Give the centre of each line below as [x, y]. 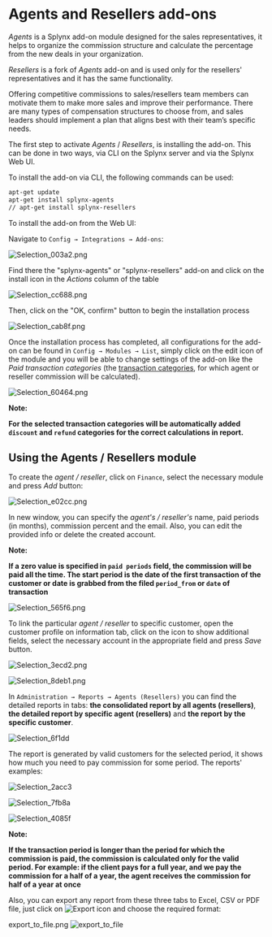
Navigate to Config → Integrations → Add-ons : [86, 239]
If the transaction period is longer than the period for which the [117, 850]
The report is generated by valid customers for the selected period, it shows [136, 754]
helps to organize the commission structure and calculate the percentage [131, 45]
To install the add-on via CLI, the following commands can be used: [121, 177]
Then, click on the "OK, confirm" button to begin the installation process [129, 310]
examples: [26, 771]
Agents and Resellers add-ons [112, 14]
